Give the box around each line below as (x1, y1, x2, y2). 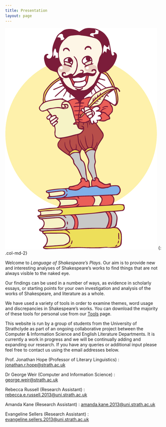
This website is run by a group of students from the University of (5, 320, 137, 326)
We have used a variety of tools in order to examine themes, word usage (5, 300, 154, 306)
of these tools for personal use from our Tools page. (5, 310, 111, 316)
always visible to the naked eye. (5, 270, 70, 276)
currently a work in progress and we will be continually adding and (5, 336, 141, 342)
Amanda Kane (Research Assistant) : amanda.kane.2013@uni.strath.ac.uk (5, 401, 156, 407)
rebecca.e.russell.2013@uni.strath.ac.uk (5, 392, 88, 398)
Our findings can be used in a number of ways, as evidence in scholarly (5, 280, 152, 286)
